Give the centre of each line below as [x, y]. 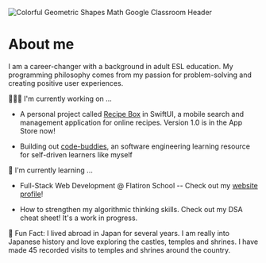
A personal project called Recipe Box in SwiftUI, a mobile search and [132, 114]
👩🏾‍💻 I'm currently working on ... [60, 99]
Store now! [37, 130]
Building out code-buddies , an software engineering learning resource [135, 146]
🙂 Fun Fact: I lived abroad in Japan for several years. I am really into [119, 233]
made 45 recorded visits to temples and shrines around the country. [120, 249]
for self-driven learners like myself [76, 154]
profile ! [31, 194]
